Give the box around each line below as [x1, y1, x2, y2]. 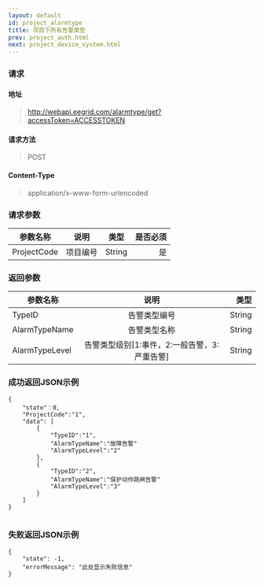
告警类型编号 [128, 310, 176, 321]
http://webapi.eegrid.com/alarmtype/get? [27, 107, 162, 117]
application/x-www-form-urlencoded [27, 188, 148, 198]
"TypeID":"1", [49, 431, 97, 439]
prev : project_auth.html [8, 33, 90, 42]
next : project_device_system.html [8, 41, 122, 49]
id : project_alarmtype [8, 19, 82, 27]
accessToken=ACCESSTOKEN [27, 116, 126, 125]
